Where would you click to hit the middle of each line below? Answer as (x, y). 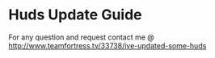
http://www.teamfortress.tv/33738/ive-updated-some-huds (107, 45)
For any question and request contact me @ (82, 37)
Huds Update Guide (76, 15)
